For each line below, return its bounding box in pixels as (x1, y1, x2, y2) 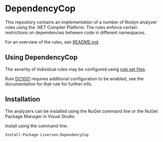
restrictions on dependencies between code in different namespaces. (5, 29, 146, 35)
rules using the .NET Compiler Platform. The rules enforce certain (5, 24, 137, 30)
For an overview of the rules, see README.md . (5, 39, 100, 45)
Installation (5, 95, 40, 103)
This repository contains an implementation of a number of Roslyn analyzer (5, 19, 157, 25)
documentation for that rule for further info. (5, 81, 93, 87)
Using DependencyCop (5, 53, 78, 62)
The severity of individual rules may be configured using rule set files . (5, 66, 146, 72)
